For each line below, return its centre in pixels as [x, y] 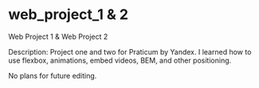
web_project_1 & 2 [69, 15]
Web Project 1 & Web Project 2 [58, 36]
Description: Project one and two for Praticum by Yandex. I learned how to [130, 52]
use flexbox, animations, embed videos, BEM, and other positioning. [120, 60]
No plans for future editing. [53, 75]
